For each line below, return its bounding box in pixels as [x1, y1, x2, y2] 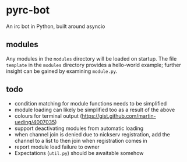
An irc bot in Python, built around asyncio [6, 23, 105, 30]
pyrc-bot [6, 3, 50, 17]
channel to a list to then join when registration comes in [14, 137, 147, 144]
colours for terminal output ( [14, 112, 83, 119]
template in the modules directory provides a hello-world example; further [6, 61, 182, 68]
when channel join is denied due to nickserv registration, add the [14, 131, 171, 138]
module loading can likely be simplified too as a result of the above [14, 106, 175, 113]
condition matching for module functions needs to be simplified [14, 100, 167, 107]
